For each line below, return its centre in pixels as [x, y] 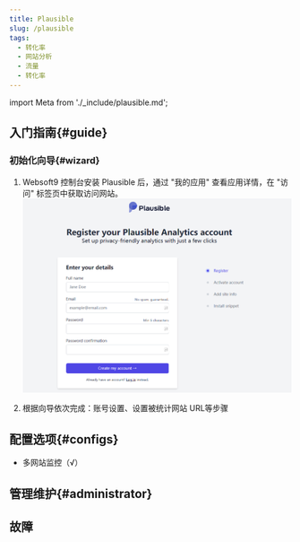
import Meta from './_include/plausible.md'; [89, 102]
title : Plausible [42, 19]
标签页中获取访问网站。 [80, 193]
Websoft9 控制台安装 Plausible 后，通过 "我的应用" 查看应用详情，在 [148, 182]
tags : [19, 38]
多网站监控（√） [52, 463]
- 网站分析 [35, 57]
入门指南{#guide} [59, 133]
